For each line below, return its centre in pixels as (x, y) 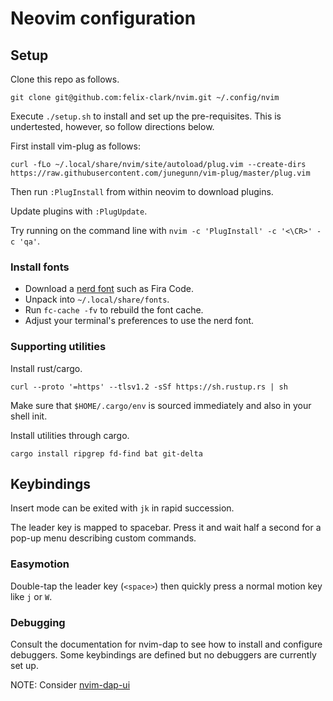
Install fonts (40, 267)
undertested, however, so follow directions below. (112, 126)
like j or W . (31, 596)
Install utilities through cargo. (70, 435)
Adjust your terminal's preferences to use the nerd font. (139, 321)
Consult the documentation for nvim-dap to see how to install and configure (166, 644)
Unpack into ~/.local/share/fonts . (97, 299)
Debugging (38, 622)
